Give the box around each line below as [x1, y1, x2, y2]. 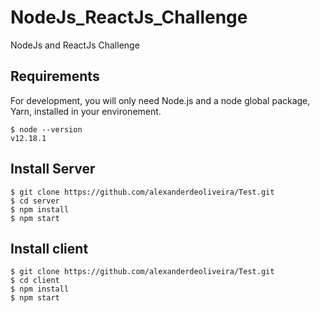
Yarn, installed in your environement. [10, 105, 162, 117]
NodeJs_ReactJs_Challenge [10, 6, 248, 29]
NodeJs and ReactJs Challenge [10, 39, 140, 51]
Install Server [10, 161, 96, 178]
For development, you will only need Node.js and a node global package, [10, 94, 311, 106]
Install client [10, 240, 89, 257]
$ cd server [10, 196, 60, 206]
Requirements [10, 68, 100, 85]
